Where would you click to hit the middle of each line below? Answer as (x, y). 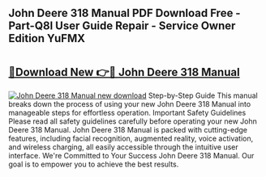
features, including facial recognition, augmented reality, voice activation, (131, 138)
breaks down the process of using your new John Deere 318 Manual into (130, 104)
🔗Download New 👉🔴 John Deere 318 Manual (124, 72)
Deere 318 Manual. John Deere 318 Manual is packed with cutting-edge (128, 130)
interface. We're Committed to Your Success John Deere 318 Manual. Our (131, 156)
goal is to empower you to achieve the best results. (94, 164)
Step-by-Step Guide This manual (203, 95)
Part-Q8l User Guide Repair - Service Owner (122, 26)
